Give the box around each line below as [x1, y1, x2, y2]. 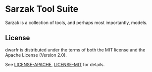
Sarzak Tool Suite [5, 3, 79, 15]
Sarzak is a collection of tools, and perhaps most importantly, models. [5, 20, 148, 25]
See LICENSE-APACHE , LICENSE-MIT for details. [5, 61, 105, 67]
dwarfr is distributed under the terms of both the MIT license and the [5, 47, 146, 52]
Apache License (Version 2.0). [5, 52, 67, 58]
